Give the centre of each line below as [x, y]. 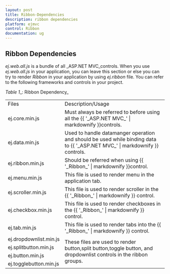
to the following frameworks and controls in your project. [65, 82]
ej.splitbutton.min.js [31, 247]
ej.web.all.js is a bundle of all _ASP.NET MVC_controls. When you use [78, 66]
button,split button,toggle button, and [109, 248]
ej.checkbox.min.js [30, 210]
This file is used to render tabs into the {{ [113, 224]
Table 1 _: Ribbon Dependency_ [37, 92]
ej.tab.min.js [22, 227]
